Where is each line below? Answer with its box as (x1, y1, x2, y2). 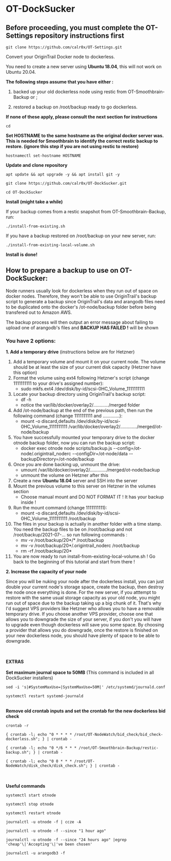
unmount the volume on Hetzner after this (20, 472, 108, 478)
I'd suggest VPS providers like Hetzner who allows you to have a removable (6, 606, 164, 612)
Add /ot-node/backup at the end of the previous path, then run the (13, 408, 153, 414)
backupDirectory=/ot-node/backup (20, 456, 95, 462)
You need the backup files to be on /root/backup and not (13, 526, 132, 532)
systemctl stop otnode (6, 802, 54, 807)
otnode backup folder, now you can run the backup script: (13, 440, 135, 446)
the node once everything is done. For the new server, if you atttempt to (6, 589, 157, 595)
